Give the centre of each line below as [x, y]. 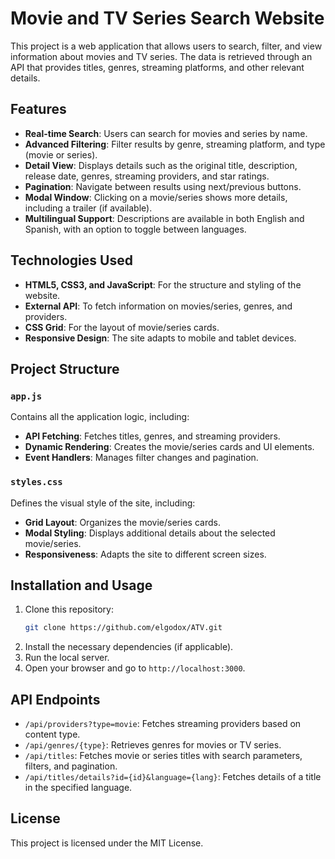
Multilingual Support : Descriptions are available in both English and [164, 218]
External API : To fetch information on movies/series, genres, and [158, 306]
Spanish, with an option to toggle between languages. [135, 229]
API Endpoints [55, 699]
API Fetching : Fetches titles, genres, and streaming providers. [152, 436]
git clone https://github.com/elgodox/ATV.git [123, 628]
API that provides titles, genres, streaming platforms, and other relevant [157, 67]
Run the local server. [67, 658]
